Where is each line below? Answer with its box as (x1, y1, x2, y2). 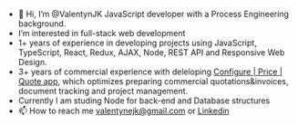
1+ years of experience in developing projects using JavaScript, (17, 37, 257, 48)
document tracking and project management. (17, 86, 189, 96)
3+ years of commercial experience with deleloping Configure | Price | (17, 66, 283, 77)
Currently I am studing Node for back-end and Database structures (17, 95, 271, 106)
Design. (17, 57, 47, 67)
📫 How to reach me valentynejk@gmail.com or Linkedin (17, 105, 230, 116)
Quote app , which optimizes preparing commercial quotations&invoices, (17, 76, 289, 86)
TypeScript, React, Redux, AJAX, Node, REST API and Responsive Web (17, 47, 285, 58)
